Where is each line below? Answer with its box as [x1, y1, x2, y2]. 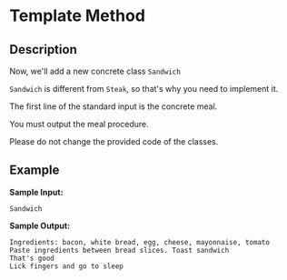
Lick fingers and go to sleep [9, 261, 124, 271]
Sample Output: [9, 220, 71, 231]
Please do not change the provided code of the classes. [9, 136, 219, 146]
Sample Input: [9, 186, 64, 197]
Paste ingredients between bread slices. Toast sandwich [9, 245, 230, 255]
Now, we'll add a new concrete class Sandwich [9, 65, 182, 76]
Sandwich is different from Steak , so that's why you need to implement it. [9, 84, 279, 94]
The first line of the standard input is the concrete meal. [9, 101, 218, 112]
